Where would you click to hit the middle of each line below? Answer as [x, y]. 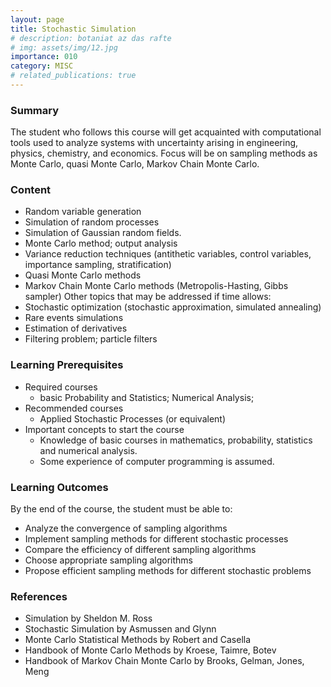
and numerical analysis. [88, 450]
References [39, 596]
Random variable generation [83, 212]
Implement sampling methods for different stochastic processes [156, 539]
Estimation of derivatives [76, 328]
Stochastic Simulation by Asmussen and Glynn [120, 629]
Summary [35, 110]
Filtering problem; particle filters [91, 339]
